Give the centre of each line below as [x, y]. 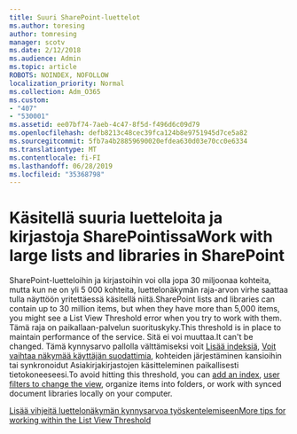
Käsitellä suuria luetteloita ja [116, 218]
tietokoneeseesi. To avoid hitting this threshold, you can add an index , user [145, 375]
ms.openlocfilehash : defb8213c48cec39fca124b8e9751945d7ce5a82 [129, 133]
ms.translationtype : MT [53, 149]
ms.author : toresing [47, 26]
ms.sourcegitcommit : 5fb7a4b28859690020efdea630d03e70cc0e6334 [129, 141]
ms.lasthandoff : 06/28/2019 [61, 166]
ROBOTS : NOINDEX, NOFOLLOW [59, 75]
